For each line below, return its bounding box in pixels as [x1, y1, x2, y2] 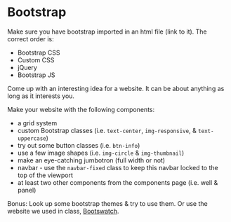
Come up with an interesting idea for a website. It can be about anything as [7, 84, 225, 92]
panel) [17, 186, 37, 194]
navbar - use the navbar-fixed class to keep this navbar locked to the [17, 163, 219, 172]
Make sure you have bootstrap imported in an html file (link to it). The [7, 27, 207, 36]
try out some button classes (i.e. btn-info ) [17, 141, 140, 149]
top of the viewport [17, 171, 74, 179]
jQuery [17, 63, 37, 71]
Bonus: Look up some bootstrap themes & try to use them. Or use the [7, 199, 209, 207]
